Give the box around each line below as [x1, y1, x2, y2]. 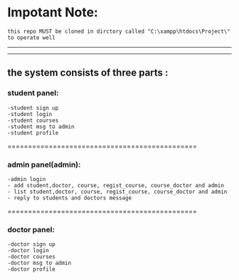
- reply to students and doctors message [7, 194, 132, 202]
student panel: [7, 88, 59, 98]
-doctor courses [7, 254, 55, 261]
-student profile [7, 129, 59, 136]
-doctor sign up [7, 241, 55, 248]
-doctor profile [7, 266, 55, 273]
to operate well [7, 33, 55, 41]
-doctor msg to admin [7, 259, 72, 267]
